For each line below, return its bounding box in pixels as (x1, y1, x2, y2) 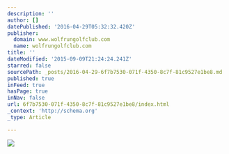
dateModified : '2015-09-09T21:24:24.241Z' (7, 56, 132, 63)
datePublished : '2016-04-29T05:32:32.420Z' (7, 23, 136, 30)
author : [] (7, 17, 39, 24)
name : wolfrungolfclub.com (13, 43, 92, 49)
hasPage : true (7, 88, 49, 95)
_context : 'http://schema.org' (7, 107, 98, 114)
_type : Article (7, 114, 52, 121)
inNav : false (7, 95, 45, 102)
